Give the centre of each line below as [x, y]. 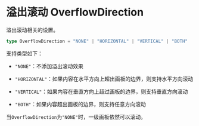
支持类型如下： [24, 53]
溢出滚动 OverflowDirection [75, 12]
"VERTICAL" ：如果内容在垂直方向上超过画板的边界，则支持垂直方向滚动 [101, 91]
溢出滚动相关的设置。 [32, 30]
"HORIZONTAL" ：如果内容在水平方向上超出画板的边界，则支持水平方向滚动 [104, 79]
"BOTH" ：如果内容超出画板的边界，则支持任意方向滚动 [80, 104]
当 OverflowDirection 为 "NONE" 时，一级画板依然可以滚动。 [76, 116]
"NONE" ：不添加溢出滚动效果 [49, 66]
